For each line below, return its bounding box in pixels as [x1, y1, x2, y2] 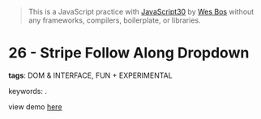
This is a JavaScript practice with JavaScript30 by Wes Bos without [28, 7, 255, 16]
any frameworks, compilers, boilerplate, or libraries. [28, 15, 201, 25]
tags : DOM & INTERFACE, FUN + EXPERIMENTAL [8, 70, 173, 80]
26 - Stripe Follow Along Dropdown [8, 44, 250, 62]
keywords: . [8, 86, 47, 96]
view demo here [8, 101, 62, 112]
